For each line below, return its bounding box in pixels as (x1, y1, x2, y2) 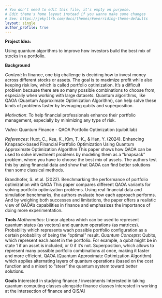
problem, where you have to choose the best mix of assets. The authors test (5, 157, 157, 163)
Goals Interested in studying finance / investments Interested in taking (5, 278, 145, 284)
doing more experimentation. (5, 207, 63, 214)
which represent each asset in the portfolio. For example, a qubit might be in (5, 237, 157, 243)
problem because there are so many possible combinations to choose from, (5, 87, 156, 93)
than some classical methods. (5, 167, 64, 173)
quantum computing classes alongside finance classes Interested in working (5, 283, 158, 289)
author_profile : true (5, 25, 49, 30)
